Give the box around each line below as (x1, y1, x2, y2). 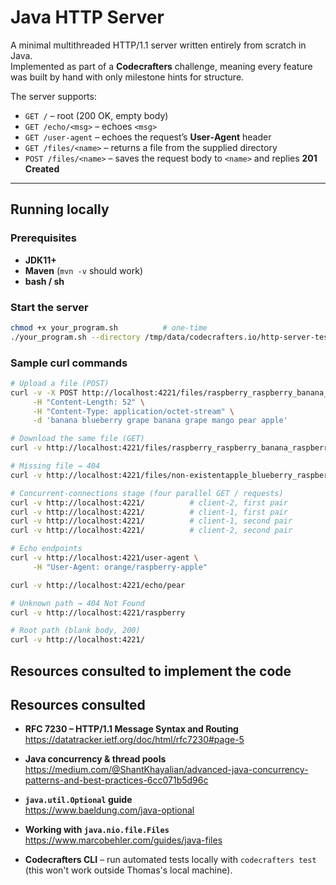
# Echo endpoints (10, 544, 83, 554)
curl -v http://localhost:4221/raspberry (10, 607, 186, 618)
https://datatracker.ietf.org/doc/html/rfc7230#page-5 (24, 734, 245, 746)
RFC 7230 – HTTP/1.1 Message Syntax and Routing (24, 723, 239, 735)
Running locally (10, 201, 110, 218)
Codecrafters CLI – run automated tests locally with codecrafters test (24, 854, 317, 866)
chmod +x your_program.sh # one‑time (10, 322, 208, 333)
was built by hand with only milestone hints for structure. (10, 71, 245, 83)
